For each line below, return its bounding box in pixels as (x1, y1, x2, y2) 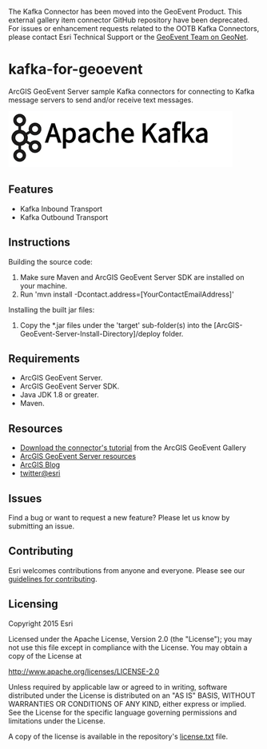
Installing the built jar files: (8, 305, 95, 314)
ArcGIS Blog (19, 460, 61, 470)
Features (8, 183, 54, 197)
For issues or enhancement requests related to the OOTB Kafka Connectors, (8, 24, 260, 33)
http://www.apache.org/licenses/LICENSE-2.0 (8, 667, 160, 676)
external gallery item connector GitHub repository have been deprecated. (8, 15, 250, 25)
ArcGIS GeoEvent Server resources (19, 452, 137, 461)
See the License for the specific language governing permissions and (8, 707, 237, 717)
